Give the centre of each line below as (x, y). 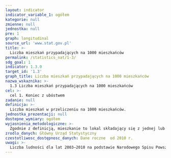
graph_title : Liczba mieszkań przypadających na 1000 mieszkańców (77, 76)
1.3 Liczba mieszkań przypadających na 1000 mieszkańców (72, 86)
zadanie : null (20, 100)
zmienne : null (20, 24)
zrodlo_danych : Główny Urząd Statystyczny (51, 133)
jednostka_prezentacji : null (36, 114)
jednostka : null (22, 29)
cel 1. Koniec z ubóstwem (37, 95)
